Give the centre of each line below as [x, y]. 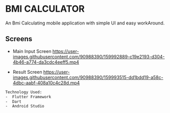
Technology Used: [24, 92]
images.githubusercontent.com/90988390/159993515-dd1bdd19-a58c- [88, 77]
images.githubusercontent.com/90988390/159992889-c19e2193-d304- [89, 56]
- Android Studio [25, 106]
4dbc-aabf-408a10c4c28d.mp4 [46, 82]
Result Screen [27, 72]
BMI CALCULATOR [45, 9]
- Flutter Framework [28, 97]
